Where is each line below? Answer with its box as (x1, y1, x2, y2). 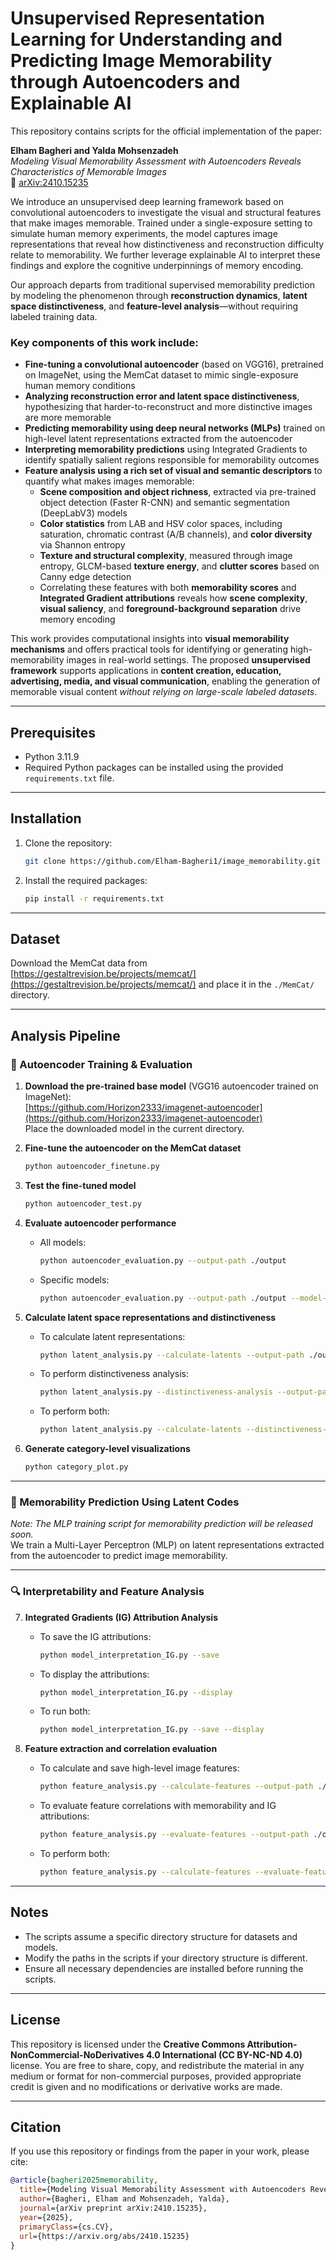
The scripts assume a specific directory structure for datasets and (24, 1930, 298, 1942)
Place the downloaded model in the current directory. (24, 1123, 245, 1135)
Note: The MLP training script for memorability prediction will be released (10, 1518, 313, 1530)
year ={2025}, (19, 2212, 74, 2222)
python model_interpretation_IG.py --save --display (39, 1725, 265, 1735)
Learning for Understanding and (10, 28, 283, 51)
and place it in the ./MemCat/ (198, 978, 315, 991)
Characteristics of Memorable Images (10, 165, 167, 177)
